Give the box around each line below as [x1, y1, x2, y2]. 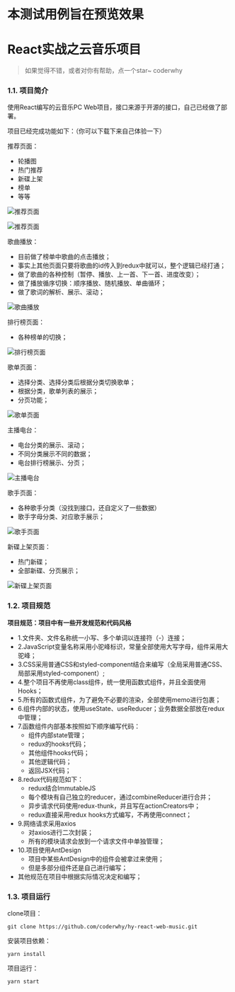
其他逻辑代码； [28, 757, 72, 766]
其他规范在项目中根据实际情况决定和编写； [17, 872, 142, 881]
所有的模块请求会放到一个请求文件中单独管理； [28, 836, 165, 846]
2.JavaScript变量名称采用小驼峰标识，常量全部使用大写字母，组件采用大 [17, 642, 229, 651]
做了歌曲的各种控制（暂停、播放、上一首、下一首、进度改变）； [17, 270, 201, 279]
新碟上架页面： [7, 543, 51, 551]
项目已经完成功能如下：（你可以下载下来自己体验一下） [7, 127, 166, 135]
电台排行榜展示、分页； [17, 458, 86, 467]
